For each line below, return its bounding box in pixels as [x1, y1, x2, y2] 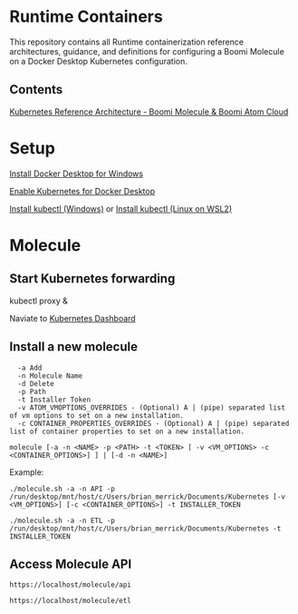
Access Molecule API [9, 556, 132, 571]
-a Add [17, 363, 43, 372]
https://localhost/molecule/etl [9, 597, 131, 606]
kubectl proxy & [9, 295, 68, 306]
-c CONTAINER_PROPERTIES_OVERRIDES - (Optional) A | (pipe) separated [17, 419, 290, 428]
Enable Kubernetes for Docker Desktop [9, 185, 156, 196]
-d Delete [17, 379, 54, 388]
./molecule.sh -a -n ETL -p [9, 516, 116, 525]
